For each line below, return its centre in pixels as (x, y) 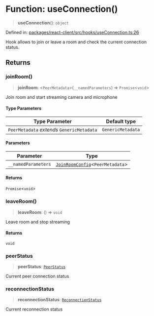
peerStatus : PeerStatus (42, 267)
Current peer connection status (37, 276)
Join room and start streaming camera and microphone (62, 97)
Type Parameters (24, 108)
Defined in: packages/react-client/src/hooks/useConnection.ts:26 (72, 32)
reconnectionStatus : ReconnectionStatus (60, 300)
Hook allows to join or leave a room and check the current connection (76, 42)
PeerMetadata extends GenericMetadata (53, 129)
